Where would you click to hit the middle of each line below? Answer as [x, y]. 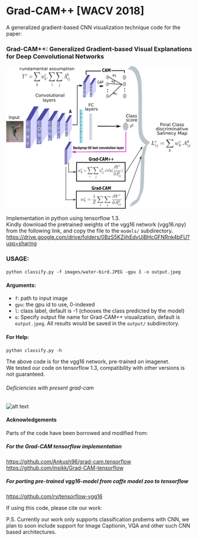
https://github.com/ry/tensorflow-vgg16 [54, 496]
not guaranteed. [26, 374]
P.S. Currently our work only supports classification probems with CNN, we [98, 519]
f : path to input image [41, 298]
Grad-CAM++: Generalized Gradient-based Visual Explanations [99, 49]
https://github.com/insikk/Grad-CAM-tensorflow [65, 468]
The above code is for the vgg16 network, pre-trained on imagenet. [88, 362]
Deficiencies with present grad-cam [50, 388]
